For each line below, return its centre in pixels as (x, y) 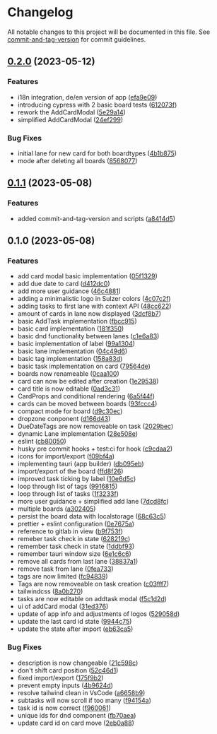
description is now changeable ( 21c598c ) (78, 663)
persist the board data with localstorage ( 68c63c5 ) (92, 516)
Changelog (40, 12)
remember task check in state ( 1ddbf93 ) (76, 546)
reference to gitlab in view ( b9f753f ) (70, 531)
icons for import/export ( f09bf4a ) (66, 456)
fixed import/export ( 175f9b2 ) (60, 677)
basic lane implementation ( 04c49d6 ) (72, 351)
